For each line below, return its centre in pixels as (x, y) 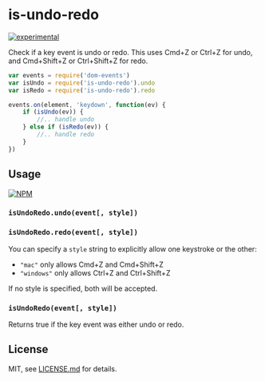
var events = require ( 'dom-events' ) (69, 75)
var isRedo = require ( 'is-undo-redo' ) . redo (82, 90)
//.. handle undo (65, 120)
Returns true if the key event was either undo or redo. (96, 324)
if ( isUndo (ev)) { (53, 112)
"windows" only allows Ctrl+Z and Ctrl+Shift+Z (95, 272)
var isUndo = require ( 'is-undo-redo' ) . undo (82, 83)
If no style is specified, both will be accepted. (83, 288)
